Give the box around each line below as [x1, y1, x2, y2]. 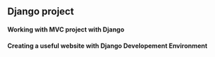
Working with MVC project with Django [7, 25, 125, 34]
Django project [7, 6, 75, 18]
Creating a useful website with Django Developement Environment [7, 42, 208, 50]
